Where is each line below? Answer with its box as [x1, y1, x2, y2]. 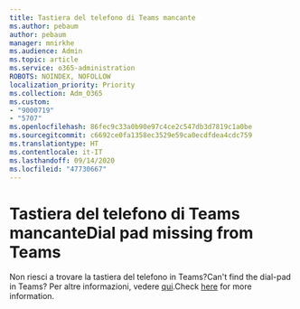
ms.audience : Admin [9, 47, 83, 56]
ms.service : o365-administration [9, 64, 136, 73]
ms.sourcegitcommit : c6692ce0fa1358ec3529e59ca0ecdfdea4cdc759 [9, 131, 253, 140]
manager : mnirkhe [9, 38, 75, 48]
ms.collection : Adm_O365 [9, 89, 103, 98]
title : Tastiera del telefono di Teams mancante [9, 13, 196, 23]
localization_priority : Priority [9, 80, 136, 89]
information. [9, 291, 55, 302]
